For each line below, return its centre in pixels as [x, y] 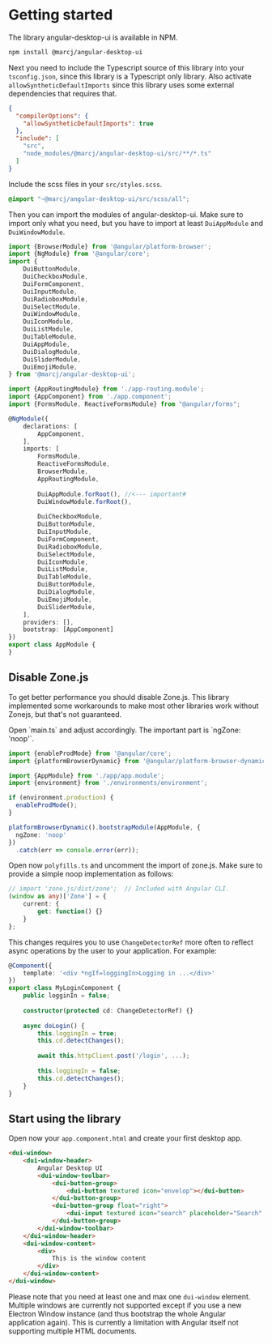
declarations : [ [51, 426]
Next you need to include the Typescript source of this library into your [126, 67]
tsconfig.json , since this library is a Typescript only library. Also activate [130, 76]
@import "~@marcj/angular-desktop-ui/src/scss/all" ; [99, 199]
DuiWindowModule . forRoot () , [85, 501]
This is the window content [99, 1259]
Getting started [61, 15]
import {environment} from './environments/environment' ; [108, 783]
